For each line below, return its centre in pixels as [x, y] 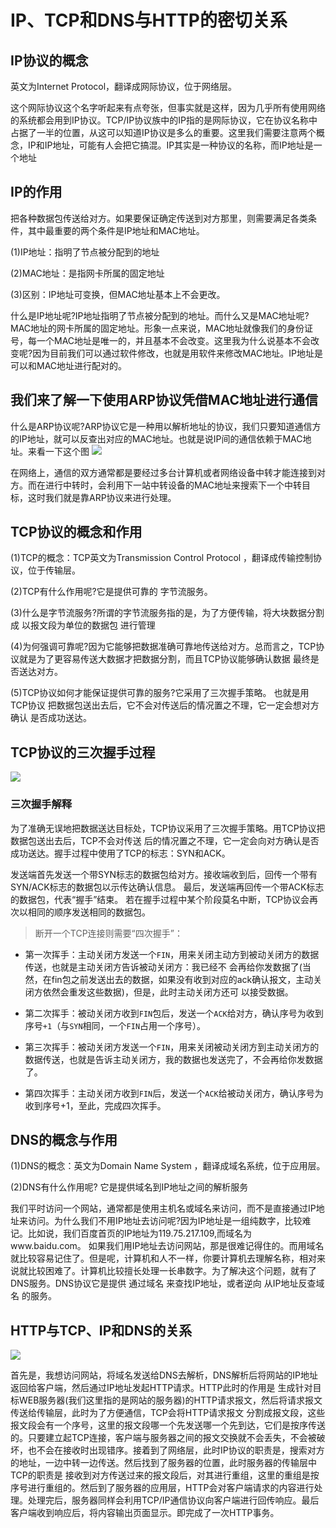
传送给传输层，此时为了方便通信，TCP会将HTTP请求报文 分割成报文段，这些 [168, 1413]
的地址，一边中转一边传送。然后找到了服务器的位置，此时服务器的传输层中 [163, 1463]
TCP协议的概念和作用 [76, 532]
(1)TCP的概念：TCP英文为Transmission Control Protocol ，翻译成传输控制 [162, 558]
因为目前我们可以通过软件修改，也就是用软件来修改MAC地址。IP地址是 [177, 353]
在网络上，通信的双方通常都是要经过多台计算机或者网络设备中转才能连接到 [163, 472]
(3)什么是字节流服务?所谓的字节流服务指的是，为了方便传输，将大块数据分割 [167, 613]
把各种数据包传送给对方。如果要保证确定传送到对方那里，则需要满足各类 [159, 218]
